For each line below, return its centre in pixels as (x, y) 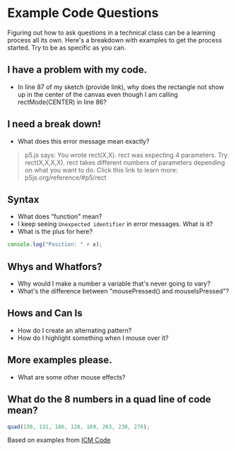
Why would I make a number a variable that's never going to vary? (114, 283)
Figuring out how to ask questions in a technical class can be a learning (111, 33)
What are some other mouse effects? (71, 377)
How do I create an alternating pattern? (75, 330)
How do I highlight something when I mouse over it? (93, 338)
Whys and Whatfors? (55, 266)
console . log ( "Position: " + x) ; (55, 245)
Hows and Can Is (45, 314)
